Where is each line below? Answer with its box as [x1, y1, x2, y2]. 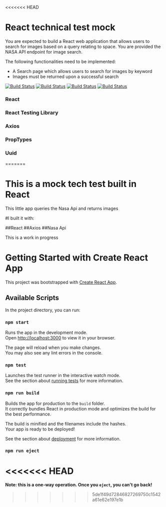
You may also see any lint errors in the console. [5, 349, 102, 355]
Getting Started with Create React [5, 252, 148, 263]
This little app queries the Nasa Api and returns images [5, 205, 118, 211]
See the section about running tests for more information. [5, 377, 123, 384]
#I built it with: [5, 215, 34, 221]
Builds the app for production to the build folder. [5, 400, 105, 406]
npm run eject [5, 448, 39, 454]
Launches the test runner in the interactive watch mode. [5, 372, 121, 378]
